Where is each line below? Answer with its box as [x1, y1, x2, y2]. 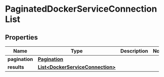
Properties [5, 33, 38, 41]
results [7, 64, 24, 70]
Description [120, 48, 148, 54]
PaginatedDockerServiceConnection [5, 3, 157, 15]
